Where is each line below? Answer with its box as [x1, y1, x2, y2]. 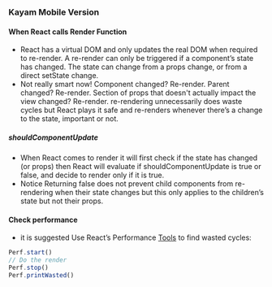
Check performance [8, 215, 79, 224]
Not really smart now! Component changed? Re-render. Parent [19, 80, 230, 89]
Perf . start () [8, 249, 53, 257]
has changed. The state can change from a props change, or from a [19, 62, 248, 72]
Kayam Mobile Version [8, 7, 100, 18]
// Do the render [8, 256, 67, 264]
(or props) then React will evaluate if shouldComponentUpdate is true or [19, 162, 261, 172]
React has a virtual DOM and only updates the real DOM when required [19, 45, 258, 54]
